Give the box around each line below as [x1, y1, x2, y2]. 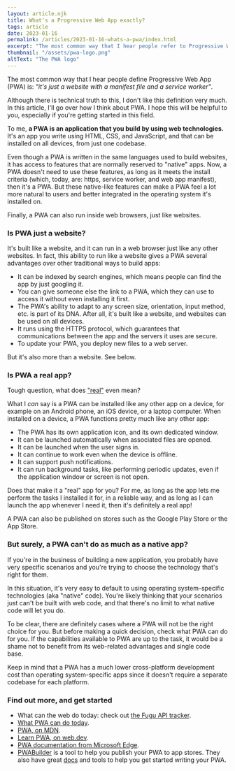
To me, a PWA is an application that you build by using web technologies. [7, 124, 224, 133]
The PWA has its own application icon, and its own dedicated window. [17, 428, 219, 437]
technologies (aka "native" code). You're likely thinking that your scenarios [7, 591, 222, 600]
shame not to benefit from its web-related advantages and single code [7, 642, 211, 650]
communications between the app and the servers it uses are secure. [17, 332, 218, 340]
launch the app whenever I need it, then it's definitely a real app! [7, 501, 192, 510]
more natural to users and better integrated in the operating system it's [7, 189, 211, 198]
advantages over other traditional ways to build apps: [7, 259, 161, 268]
